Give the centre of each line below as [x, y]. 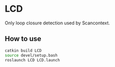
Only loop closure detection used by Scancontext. [57, 23]
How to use [23, 39]
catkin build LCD [23, 51]
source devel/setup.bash [31, 55]
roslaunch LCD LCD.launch [32, 60]
